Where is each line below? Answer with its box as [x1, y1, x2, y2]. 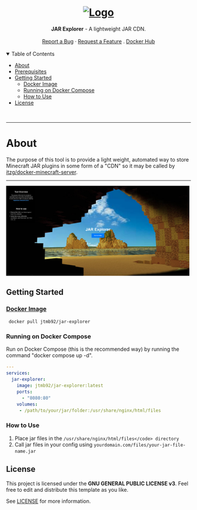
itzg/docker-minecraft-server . [6, 168, 78, 176]
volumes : [16, 401, 38, 407]
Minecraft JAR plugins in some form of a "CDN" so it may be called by [6, 162, 175, 169]
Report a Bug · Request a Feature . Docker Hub [42, 38, 155, 45]
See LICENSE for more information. [6, 497, 91, 505]
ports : [16, 388, 33, 395]
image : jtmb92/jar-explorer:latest [16, 382, 104, 389]
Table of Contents [11, 50, 55, 57]
